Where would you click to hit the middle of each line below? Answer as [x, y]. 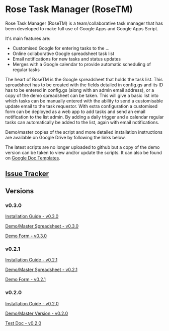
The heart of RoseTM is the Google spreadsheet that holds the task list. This [84, 79]
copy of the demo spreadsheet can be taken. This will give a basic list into [82, 95]
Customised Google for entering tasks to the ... [61, 48]
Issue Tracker [27, 174]
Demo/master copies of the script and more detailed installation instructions [84, 132]
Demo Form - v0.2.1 [26, 280]
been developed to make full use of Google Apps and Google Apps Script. [82, 28]
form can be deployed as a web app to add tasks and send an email [75, 112]
